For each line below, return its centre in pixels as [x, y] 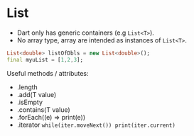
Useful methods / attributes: [48, 73]
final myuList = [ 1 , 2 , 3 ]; [45, 59]
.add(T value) [37, 94]
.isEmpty [30, 102]
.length [27, 87]
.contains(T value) [43, 109]
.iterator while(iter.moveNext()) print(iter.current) [96, 125]
